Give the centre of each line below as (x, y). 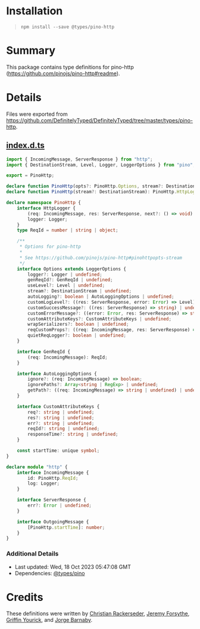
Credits (25, 597)
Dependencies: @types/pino (50, 573)
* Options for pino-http (50, 247)
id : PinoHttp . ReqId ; (53, 478)
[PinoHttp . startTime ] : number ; (66, 527)
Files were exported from (37, 114)
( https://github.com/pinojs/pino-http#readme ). (63, 73)
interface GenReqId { (43, 351)
